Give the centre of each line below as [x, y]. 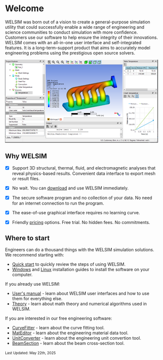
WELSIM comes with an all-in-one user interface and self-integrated [73, 42]
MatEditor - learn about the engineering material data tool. [70, 333]
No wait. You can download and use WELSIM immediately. [70, 188]
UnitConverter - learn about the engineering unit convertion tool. [77, 338]
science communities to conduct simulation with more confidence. [72, 32]
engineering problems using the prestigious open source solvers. [70, 53]
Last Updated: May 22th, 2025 [30, 353]
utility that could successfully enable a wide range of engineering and [75, 27]
